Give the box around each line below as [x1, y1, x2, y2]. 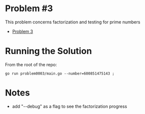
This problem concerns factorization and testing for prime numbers [5, 19, 141, 25]
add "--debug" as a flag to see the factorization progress [12, 103, 127, 109]
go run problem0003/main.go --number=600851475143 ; [5, 71, 115, 76]
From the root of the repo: [5, 61, 57, 67]
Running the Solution [5, 46, 92, 57]
